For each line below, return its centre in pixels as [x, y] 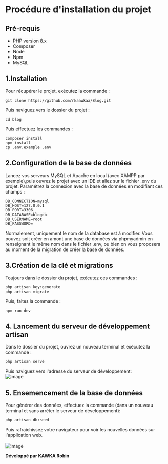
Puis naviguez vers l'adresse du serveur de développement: [69, 371]
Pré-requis [23, 28]
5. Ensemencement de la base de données [74, 393]
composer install [24, 138]
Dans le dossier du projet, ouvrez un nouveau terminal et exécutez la [78, 347]
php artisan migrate [27, 292]
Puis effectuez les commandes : [39, 129]
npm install [18, 143]
